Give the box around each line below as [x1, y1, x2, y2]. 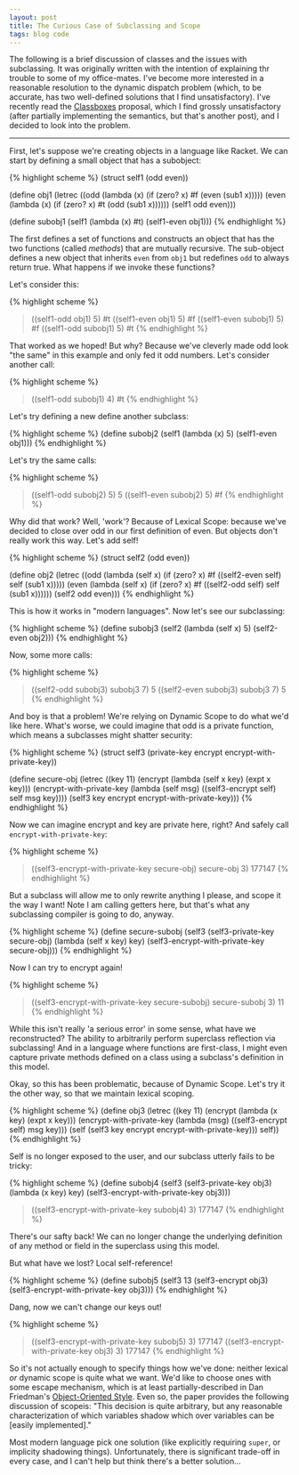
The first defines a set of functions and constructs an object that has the [9, 233, 275, 245]
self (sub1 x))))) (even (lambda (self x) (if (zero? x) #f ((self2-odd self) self [9, 579, 280, 590]
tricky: [9, 1161, 33, 1171]
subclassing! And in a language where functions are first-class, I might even [9, 1042, 287, 1053]
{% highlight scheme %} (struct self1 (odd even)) [9, 173, 189, 183]
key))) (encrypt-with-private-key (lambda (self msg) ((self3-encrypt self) [9, 783, 277, 794]
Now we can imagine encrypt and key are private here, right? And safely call [9, 820, 289, 831]
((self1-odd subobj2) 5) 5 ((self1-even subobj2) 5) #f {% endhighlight [30, 490, 284, 500]
